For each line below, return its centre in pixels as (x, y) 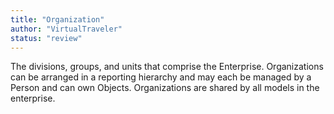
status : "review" (46, 38)
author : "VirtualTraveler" (66, 29)
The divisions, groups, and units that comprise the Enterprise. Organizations (167, 67)
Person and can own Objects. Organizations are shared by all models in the (165, 88)
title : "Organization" (57, 19)
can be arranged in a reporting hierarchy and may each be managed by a (161, 77)
